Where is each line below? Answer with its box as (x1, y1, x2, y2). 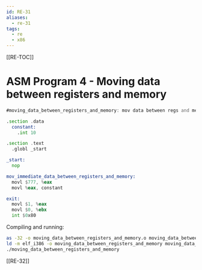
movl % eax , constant (11, 185, 63, 191)
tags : (6, 25, 20, 32)
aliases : (6, 14, 28, 21)
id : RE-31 (6, 8, 31, 15)
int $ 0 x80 (11, 213, 36, 219)
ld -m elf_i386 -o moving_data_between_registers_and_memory (6, 240, 163, 246)
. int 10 (17, 129, 36, 136)
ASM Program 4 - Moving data (6, 75, 161, 88)
